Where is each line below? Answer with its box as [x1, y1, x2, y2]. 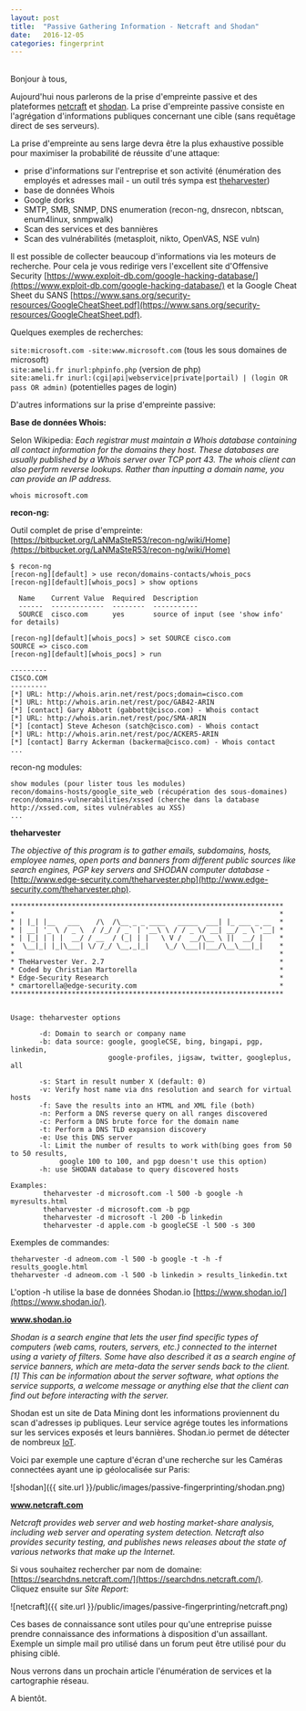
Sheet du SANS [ [10, 289, 74, 301]
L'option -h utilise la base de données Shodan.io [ [10, 1286, 197, 1297]
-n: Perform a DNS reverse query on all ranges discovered [38, 1109, 268, 1118]
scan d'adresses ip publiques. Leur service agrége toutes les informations [10, 1417, 289, 1429]
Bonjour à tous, [10, 74, 67, 85]
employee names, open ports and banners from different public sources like [10, 855, 297, 866]
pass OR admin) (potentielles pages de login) [10, 382, 177, 393]
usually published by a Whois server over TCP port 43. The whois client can [10, 454, 297, 466]
